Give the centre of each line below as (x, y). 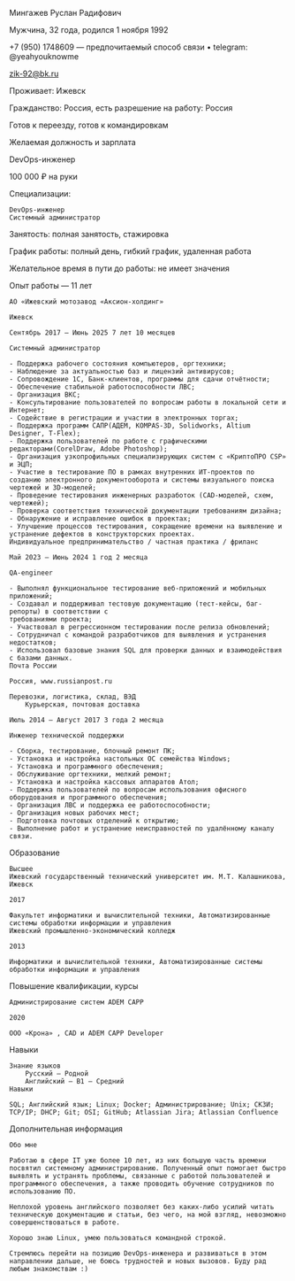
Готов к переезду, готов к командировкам (89, 125)
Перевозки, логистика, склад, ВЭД (73, 697)
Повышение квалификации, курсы (74, 986)
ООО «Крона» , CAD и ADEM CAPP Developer (87, 1033)
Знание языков (35, 1066)
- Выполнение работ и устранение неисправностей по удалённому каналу (142, 829)
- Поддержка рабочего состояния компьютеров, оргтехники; (118, 364)
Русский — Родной (57, 1074)
